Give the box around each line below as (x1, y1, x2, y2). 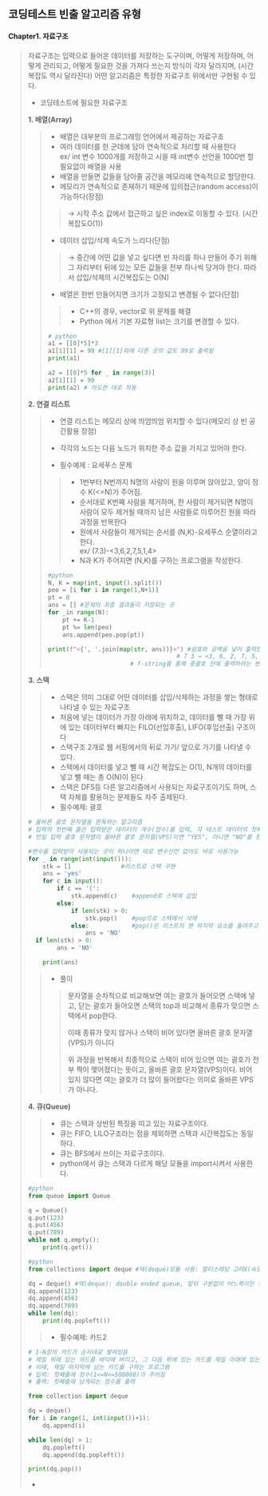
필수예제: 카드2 (59, 1332, 108, 1342)
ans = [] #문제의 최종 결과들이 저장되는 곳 (47, 601, 175, 609)
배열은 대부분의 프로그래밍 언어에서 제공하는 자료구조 (59, 131, 225, 141)
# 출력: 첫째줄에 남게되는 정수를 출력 (27, 1378, 136, 1386)
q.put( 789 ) (27, 1228, 65, 1236)
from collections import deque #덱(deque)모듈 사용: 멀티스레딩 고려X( (27, 1265, 251, 1273)
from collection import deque (27, 1392, 129, 1400)
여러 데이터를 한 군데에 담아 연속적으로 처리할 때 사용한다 (59, 141, 237, 151)
